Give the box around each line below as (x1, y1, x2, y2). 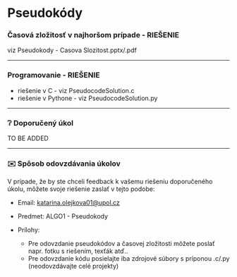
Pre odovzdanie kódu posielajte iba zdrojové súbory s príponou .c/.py (28, 254, 230, 263)
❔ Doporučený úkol (7, 118, 74, 128)
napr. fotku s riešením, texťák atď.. (28, 247, 128, 255)
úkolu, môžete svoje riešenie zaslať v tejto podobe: (7, 185, 155, 193)
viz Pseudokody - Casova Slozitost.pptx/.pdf (7, 46, 138, 54)
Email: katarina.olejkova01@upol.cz (17, 199, 120, 207)
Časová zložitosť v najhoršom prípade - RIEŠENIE (7, 30, 180, 40)
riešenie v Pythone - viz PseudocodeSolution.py (17, 94, 158, 102)
